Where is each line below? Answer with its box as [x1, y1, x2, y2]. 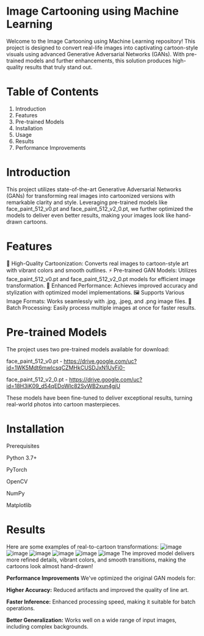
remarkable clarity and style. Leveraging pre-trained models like [6, 199, 168, 206]
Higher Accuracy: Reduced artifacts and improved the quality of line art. [6, 586, 189, 593]
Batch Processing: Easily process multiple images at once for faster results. [6, 304, 197, 311]
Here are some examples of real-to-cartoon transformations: [6, 543, 159, 550]
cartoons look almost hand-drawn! [6, 562, 93, 569]
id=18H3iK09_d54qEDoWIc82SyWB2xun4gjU [6, 382, 121, 389]
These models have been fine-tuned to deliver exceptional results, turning [6, 394, 193, 401]
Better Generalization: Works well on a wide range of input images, [6, 616, 177, 624]
